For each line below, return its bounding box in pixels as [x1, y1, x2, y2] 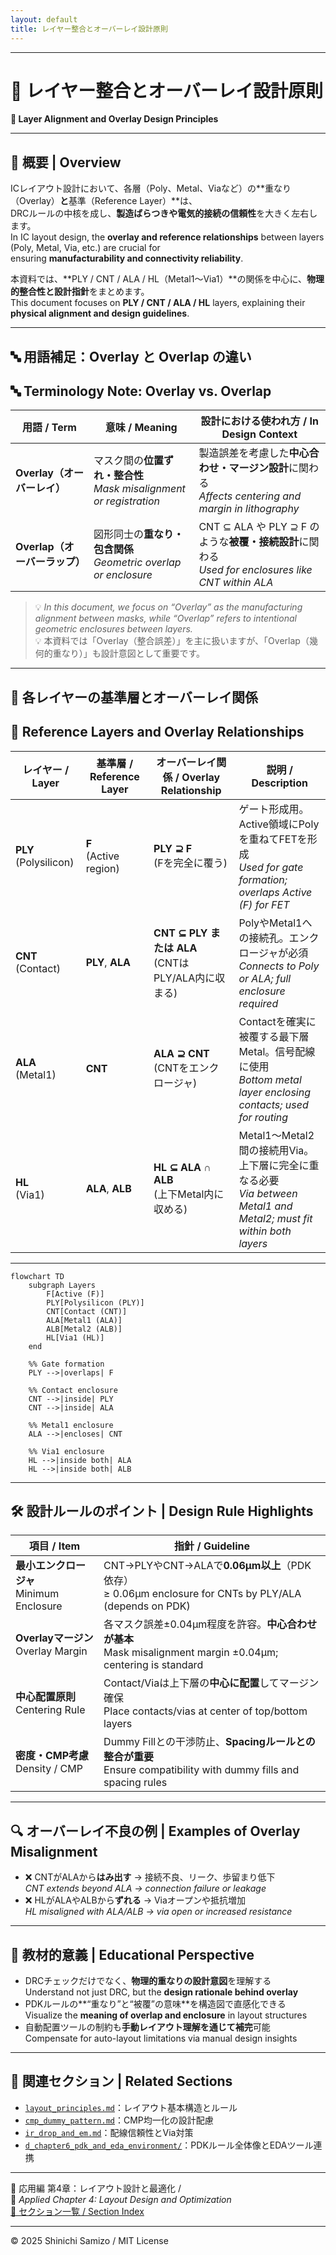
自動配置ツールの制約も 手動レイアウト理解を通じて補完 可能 [24, 2021, 271, 2033]
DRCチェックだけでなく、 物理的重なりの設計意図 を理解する [24, 1975, 272, 1987]
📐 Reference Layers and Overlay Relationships [10, 724, 305, 741]
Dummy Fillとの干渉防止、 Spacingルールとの [103, 1735, 316, 1749]
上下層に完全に [238, 1158, 310, 1172]
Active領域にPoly [238, 817, 320, 831]
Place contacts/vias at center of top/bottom [103, 1704, 308, 1718]
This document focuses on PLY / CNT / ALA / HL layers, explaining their [10, 297, 306, 309]
